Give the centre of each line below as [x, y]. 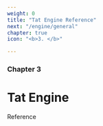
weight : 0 [21, 13]
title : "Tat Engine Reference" [52, 20]
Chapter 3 [24, 70]
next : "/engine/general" [43, 26]
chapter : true [27, 33]
